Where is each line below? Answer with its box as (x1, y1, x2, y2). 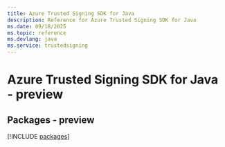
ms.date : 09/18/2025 (7, 23, 67, 30)
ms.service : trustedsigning (7, 42, 89, 49)
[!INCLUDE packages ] (7, 133, 70, 140)
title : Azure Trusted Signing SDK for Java (7, 10, 135, 17)
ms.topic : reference (7, 29, 67, 37)
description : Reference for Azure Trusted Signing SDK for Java (7, 17, 197, 23)
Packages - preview (7, 114, 95, 126)
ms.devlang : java (7, 36, 57, 43)
